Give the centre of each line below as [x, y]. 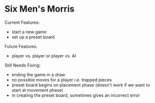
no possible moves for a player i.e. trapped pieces [62, 80]
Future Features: [21, 46]
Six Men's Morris [40, 9]
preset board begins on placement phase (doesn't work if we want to [81, 85]
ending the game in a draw [38, 74]
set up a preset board [33, 37]
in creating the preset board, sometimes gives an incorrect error [76, 95]
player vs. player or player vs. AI [44, 56]
